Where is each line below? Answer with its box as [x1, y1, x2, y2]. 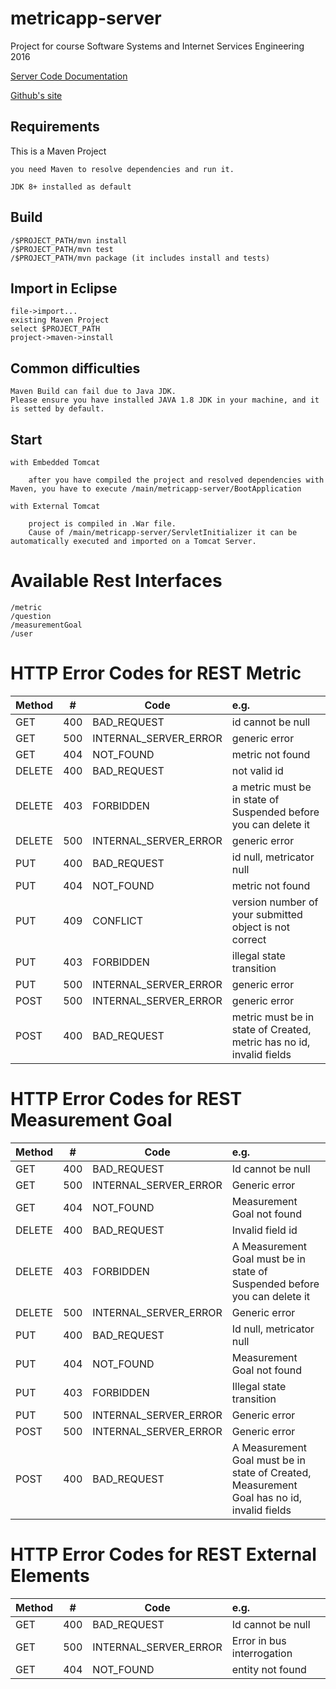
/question [10, 611, 52, 621]
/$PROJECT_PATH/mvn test [10, 244, 114, 254]
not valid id [231, 763, 284, 777]
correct [231, 932, 267, 946]
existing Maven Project [10, 315, 110, 326]
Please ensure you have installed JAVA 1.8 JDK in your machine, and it [10, 395, 320, 406]
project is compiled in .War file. [28, 519, 177, 529]
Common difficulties [10, 360, 141, 377]
